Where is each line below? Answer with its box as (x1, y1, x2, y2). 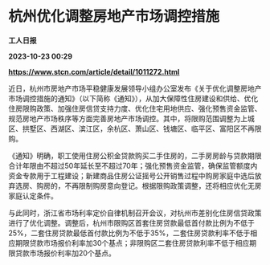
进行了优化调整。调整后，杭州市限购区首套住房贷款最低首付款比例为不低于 (8, 218, 255, 227)
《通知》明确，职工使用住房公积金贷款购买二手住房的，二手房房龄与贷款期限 (8, 150, 262, 161)
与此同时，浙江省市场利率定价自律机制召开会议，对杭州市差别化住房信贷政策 (8, 208, 262, 218)
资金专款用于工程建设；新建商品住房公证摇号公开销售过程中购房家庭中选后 (8, 170, 255, 181)
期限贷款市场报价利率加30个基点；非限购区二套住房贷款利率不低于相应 (14, 238, 250, 247)
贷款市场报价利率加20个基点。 (14, 248, 117, 258)
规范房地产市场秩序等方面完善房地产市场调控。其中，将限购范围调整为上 (8, 113, 247, 123)
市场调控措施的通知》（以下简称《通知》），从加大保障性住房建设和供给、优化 (8, 93, 259, 103)
